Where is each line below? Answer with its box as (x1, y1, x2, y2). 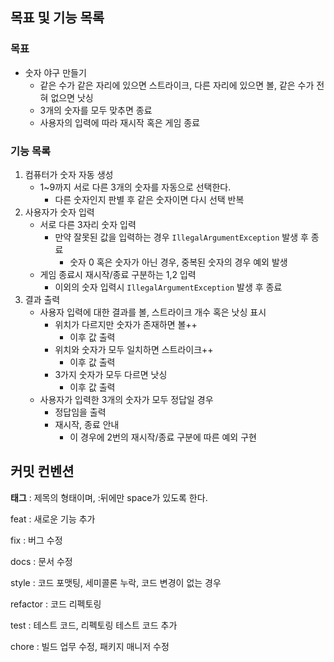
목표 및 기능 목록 (10, 9, 105, 27)
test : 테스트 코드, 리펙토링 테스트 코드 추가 (10, 619, 178, 631)
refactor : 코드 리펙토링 (10, 598, 102, 610)
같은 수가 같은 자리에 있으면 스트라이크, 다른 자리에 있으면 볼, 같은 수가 (39, 79, 315, 91)
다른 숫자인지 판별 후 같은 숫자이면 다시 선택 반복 (54, 193, 245, 205)
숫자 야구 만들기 (24, 66, 87, 78)
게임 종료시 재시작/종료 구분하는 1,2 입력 (39, 268, 197, 280)
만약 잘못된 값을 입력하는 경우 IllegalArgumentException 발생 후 (54, 231, 309, 243)
